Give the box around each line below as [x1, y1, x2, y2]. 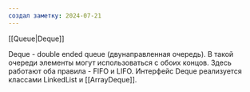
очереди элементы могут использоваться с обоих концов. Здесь [8, 58, 232, 67]
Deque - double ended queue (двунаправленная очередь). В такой [8, 49, 234, 58]
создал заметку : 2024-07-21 [8, 11, 102, 20]
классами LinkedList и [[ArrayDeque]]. [8, 74, 137, 84]
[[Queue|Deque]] [8, 34, 65, 43]
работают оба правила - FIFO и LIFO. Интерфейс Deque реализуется [8, 66, 242, 76]
